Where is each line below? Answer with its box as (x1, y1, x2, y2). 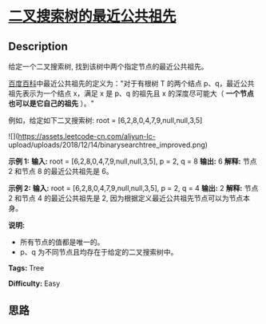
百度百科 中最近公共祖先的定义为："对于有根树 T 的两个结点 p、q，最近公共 (8, 79, 255, 88)
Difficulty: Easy (8, 279, 61, 288)
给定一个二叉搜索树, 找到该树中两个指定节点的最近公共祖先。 (8, 61, 208, 71)
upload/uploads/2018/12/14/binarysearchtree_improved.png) (8, 140, 208, 149)
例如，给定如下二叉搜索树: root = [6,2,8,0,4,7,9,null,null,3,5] (8, 116, 203, 124)
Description (8, 39, 68, 53)
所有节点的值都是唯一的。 (19, 237, 105, 247)
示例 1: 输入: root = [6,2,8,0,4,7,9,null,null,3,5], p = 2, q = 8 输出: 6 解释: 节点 (8, 156, 257, 166)
